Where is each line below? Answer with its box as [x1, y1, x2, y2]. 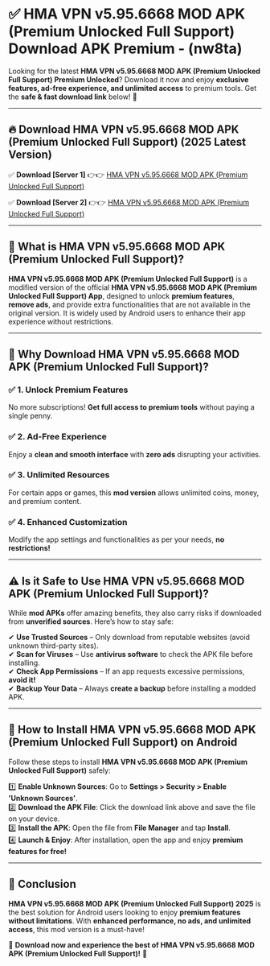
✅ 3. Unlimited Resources [8, 469, 110, 481]
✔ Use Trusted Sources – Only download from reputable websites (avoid [8, 632, 251, 642]
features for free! [8, 846, 67, 856]
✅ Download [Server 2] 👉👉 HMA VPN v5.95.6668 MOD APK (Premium [8, 197, 250, 207]
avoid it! [8, 675, 36, 684]
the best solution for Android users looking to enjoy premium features [8, 907, 241, 917]
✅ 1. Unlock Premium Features [8, 384, 129, 395]
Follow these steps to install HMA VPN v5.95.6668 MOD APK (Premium [8, 757, 247, 766]
